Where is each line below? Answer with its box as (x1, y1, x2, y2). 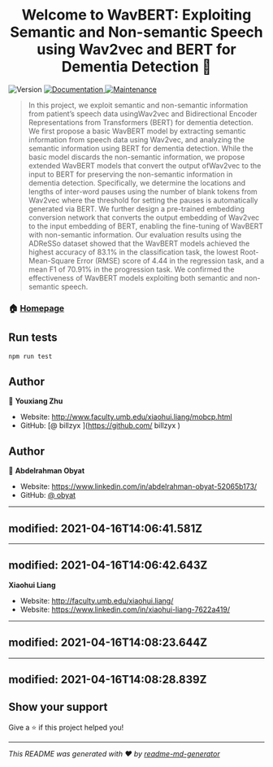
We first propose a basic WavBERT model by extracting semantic (28, 126, 246, 136)
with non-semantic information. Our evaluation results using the (28, 229, 242, 239)
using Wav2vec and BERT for (36, 41, 237, 59)
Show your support (8, 700, 108, 714)
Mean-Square (28, 255, 76, 265)
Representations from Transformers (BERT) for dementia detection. (28, 117, 253, 127)
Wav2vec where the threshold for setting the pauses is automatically (28, 195, 258, 205)
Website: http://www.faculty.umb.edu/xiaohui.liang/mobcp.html (19, 412, 233, 422)
